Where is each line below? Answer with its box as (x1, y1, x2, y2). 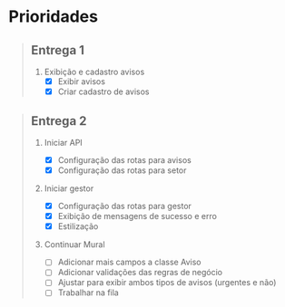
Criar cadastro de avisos (57, 86, 150, 97)
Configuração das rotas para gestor (57, 201, 192, 212)
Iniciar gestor (44, 183, 94, 194)
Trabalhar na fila (57, 287, 119, 298)
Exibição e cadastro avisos (44, 66, 145, 77)
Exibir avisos (57, 76, 106, 87)
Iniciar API (44, 137, 83, 148)
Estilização (57, 221, 99, 232)
